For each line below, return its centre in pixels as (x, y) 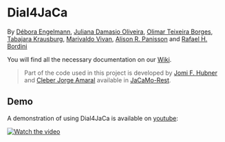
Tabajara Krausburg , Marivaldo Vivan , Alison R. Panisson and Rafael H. (107, 38)
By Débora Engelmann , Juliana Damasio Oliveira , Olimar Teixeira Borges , (110, 32)
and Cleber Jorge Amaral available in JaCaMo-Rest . (97, 80)
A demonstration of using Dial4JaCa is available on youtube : (93, 118)
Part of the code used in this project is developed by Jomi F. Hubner (121, 73)
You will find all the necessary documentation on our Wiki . (89, 59)
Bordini (17, 46)
